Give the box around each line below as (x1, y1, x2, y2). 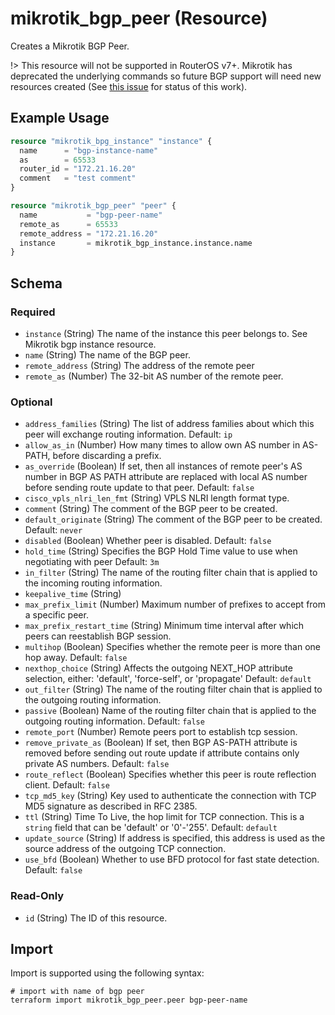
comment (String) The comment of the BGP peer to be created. (24, 503, 278, 515)
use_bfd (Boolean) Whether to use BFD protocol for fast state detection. (24, 853, 320, 866)
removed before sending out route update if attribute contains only (24, 747, 300, 759)
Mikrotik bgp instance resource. (24, 338, 157, 350)
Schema (10, 275, 63, 292)
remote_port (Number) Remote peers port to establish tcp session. (24, 726, 298, 738)
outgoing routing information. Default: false (24, 715, 205, 727)
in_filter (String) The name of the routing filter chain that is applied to (24, 567, 318, 579)
